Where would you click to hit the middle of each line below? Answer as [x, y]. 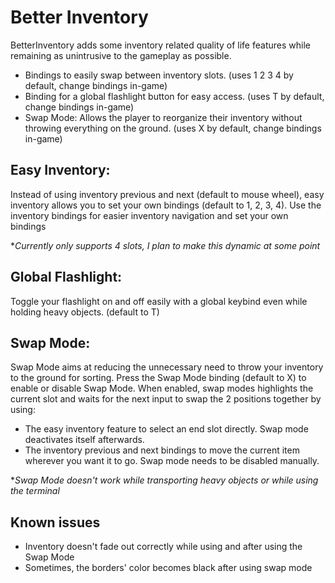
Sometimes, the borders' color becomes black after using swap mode [168, 568]
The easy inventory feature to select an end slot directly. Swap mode [166, 429]
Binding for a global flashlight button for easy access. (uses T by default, [174, 96]
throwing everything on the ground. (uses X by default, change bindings [173, 128]
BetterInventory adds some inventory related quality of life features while [160, 45]
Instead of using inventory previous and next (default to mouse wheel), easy [167, 194]
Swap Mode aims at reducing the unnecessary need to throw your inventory [167, 367]
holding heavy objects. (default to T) [85, 312]
